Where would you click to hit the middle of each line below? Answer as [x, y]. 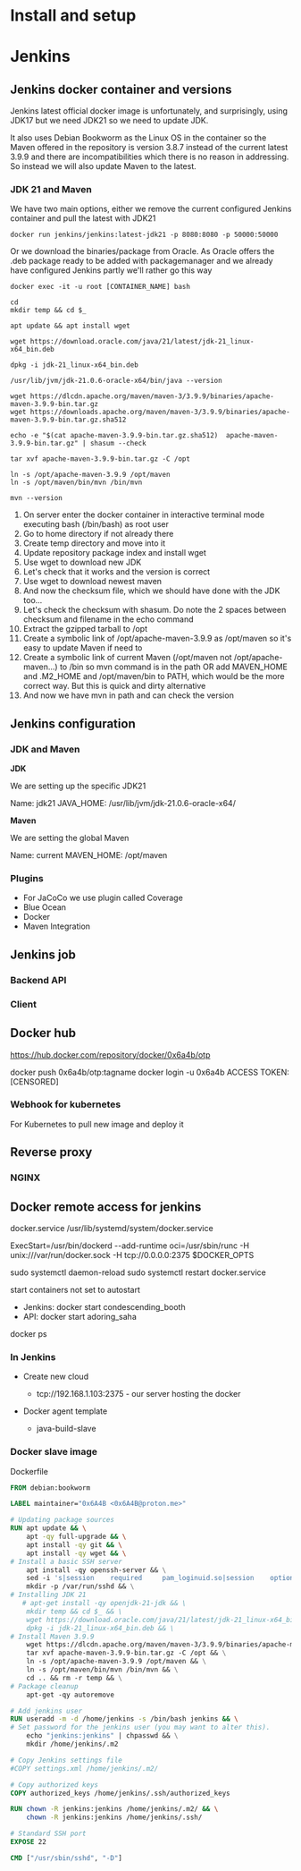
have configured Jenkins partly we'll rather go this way [111, 270]
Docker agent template [65, 1411]
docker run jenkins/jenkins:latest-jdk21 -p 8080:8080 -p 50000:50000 [144, 235]
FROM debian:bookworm [50, 1488]
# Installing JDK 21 [49, 1595]
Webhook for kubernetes [66, 1104]
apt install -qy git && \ [75, 1544]
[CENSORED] [34, 1081]
